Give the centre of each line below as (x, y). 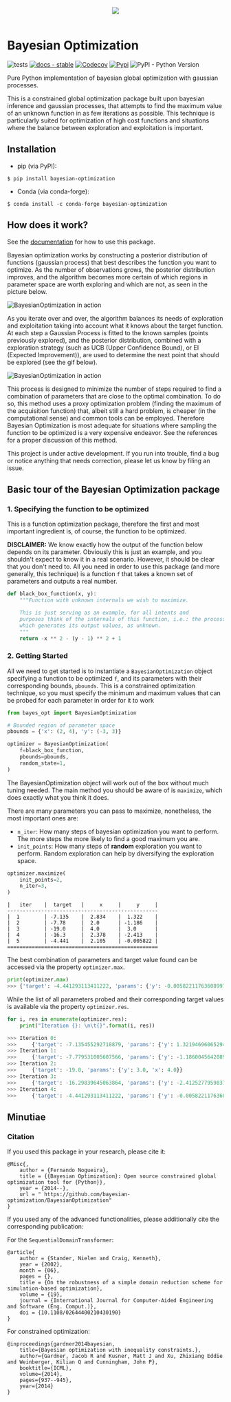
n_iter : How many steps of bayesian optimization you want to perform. (118, 831)
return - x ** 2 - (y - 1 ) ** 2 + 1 (70, 638)
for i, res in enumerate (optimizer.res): (67, 1019)
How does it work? (48, 225)
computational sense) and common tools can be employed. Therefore (106, 418)
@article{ (21, 1253)
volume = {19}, (41, 1295)
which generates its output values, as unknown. (90, 626)
